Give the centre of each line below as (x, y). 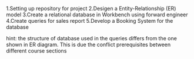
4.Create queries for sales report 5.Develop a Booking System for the (90, 21)
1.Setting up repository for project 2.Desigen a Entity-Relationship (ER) (91, 8)
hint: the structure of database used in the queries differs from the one (92, 38)
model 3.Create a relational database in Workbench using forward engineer (97, 15)
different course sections (36, 51)
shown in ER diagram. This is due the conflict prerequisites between (88, 44)
